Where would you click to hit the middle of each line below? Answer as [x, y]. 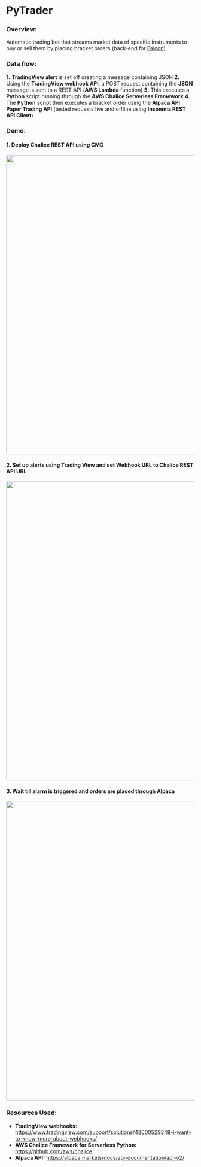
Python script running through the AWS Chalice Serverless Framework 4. [98, 96]
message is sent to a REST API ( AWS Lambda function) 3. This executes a [98, 90]
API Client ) [20, 115]
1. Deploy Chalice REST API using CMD [55, 145]
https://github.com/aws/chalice [54, 1151]
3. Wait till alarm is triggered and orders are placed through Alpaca [91, 791]
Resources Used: [31, 1113]
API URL [16, 471]
